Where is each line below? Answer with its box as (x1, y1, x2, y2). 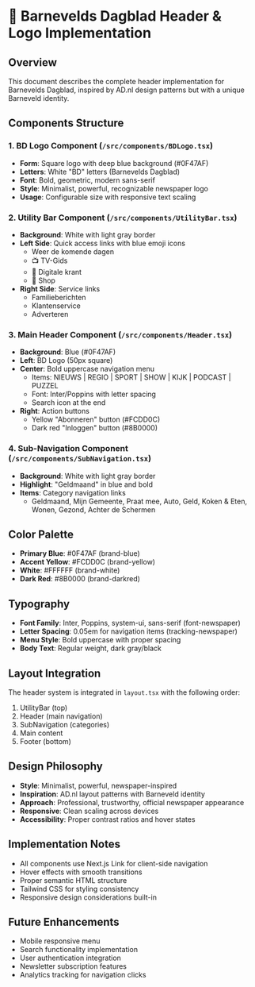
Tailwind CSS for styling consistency (19, 884, 139, 893)
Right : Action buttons (19, 407, 89, 416)
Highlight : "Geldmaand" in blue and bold (19, 480, 153, 489)
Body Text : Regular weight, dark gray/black (19, 643, 162, 654)
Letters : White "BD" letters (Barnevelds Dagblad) (19, 167, 181, 176)
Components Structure (8, 117, 124, 130)
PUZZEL (31, 381, 59, 391)
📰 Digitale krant (31, 267, 82, 276)
